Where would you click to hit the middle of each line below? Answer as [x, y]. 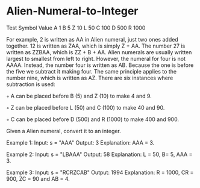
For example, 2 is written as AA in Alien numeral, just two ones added [92, 39]
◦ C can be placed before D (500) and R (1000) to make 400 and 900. [93, 119]
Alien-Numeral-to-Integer [72, 11]
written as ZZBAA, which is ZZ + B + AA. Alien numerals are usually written [99, 52]
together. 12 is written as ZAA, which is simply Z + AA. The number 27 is [96, 46]
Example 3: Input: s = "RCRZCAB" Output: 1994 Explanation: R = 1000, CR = [100, 172]
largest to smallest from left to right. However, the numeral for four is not [96, 58]
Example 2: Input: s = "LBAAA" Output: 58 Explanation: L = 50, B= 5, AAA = [99, 154]
